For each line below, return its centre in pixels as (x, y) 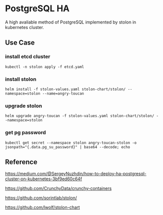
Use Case (20, 43)
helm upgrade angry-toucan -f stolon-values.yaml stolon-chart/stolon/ (80, 116)
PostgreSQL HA (37, 9)
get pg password (26, 133)
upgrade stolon (24, 106)
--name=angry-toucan (63, 94)
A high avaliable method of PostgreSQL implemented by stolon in (70, 22)
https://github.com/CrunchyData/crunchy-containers (58, 189)
